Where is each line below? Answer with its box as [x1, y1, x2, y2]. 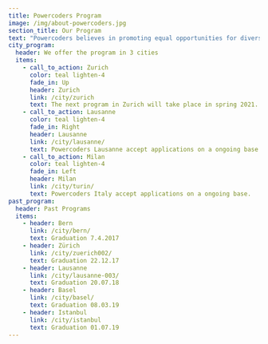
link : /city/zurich [29, 93, 94, 101]
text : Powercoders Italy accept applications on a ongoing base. [29, 189, 251, 198]
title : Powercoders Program [8, 11, 102, 20]
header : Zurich [29, 85, 81, 94]
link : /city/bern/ [29, 227, 91, 235]
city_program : [8, 42, 56, 49]
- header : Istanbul [22, 308, 88, 316]
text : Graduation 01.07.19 [29, 323, 120, 331]
